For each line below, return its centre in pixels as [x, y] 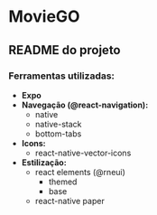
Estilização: [44, 162]
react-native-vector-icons [83, 153]
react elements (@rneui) [80, 172]
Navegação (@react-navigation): [85, 105]
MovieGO [44, 17]
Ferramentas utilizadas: [61, 76]
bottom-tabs [58, 134]
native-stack [58, 124]
